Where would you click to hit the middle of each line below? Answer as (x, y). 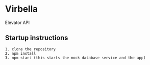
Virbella (22, 9)
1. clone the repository (30, 49)
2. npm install (21, 53)
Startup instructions (37, 38)
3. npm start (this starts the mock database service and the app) (75, 58)
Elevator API (17, 22)
